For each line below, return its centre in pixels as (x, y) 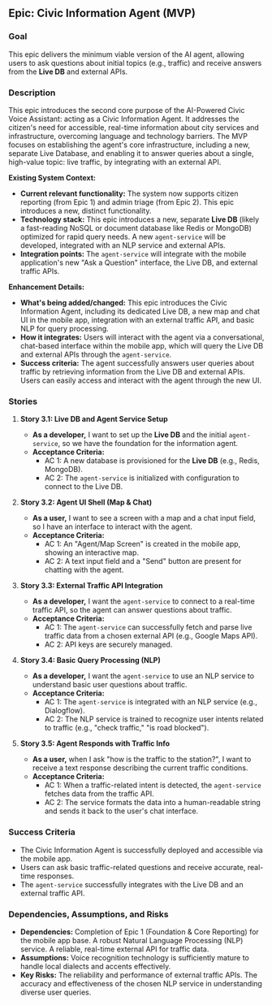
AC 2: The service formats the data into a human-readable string (153, 803)
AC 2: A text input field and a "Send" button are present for (143, 561)
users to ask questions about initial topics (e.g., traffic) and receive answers (135, 63)
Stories (23, 401)
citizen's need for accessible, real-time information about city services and (134, 127)
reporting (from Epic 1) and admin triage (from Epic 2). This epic (127, 201)
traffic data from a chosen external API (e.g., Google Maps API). (151, 636)
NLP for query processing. (65, 328)
